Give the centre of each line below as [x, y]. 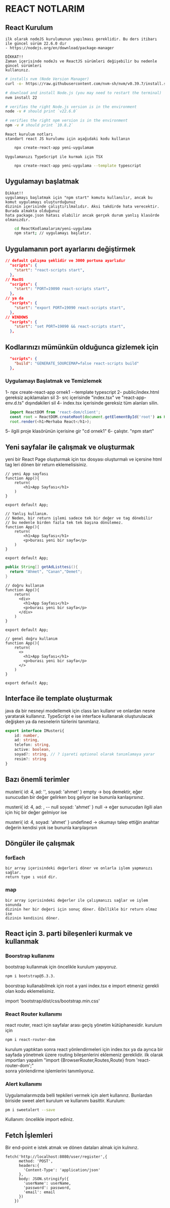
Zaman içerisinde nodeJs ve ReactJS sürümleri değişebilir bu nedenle [81, 61]
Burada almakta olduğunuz [32, 211]
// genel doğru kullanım [31, 638]
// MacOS [14, 279]
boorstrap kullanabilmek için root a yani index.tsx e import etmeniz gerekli [82, 986]
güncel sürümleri [24, 66]
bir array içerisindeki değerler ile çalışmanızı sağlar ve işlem [77, 900]
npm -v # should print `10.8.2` [39, 125]
